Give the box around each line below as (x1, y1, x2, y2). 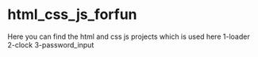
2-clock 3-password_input (7, 40, 94, 49)
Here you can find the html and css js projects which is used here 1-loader (7, 32, 251, 41)
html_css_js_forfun (7, 6, 137, 24)
